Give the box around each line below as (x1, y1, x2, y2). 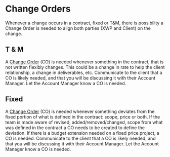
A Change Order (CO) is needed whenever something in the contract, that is (5, 59, 164, 65)
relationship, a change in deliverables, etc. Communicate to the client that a (5, 69, 162, 75)
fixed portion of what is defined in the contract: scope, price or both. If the (5, 113, 160, 120)
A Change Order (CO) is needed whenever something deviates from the (5, 108, 155, 114)
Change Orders (5, 3, 71, 15)
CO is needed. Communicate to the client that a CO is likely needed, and (5, 135, 156, 141)
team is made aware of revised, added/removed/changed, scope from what (5, 119, 163, 125)
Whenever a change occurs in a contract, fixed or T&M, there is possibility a (5, 20, 163, 26)
